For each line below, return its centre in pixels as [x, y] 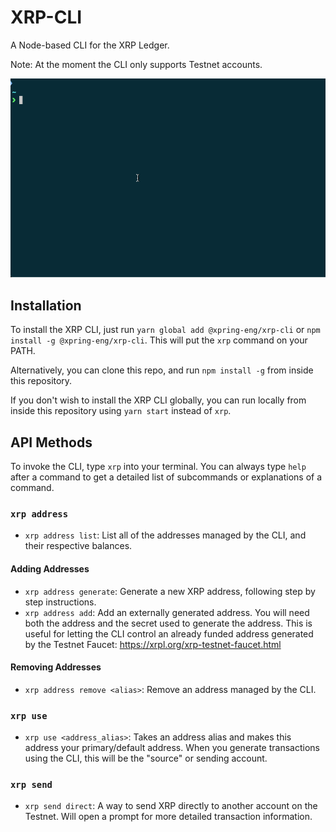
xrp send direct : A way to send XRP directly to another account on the [171, 806]
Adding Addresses [50, 568]
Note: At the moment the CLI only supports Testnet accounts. [136, 64]
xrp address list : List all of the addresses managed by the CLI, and [165, 535]
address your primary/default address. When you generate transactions [172, 748]
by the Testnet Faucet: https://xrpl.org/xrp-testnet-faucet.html [153, 644]
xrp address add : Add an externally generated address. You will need [167, 612]
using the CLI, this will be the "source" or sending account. [146, 758]
